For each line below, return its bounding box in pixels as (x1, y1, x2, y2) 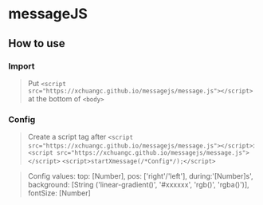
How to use (8, 37, 65, 50)
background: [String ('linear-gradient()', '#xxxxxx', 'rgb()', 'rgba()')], (27, 180, 249, 190)
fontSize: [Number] (27, 188, 92, 198)
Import (8, 61, 35, 72)
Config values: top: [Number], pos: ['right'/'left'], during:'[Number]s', (27, 171, 253, 181)
